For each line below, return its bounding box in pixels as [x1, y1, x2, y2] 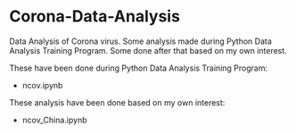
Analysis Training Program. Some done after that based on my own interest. [9, 45, 287, 55]
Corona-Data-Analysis [9, 6, 181, 27]
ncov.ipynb [21, 80, 63, 90]
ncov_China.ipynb [21, 114, 87, 125]
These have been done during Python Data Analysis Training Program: [9, 63, 268, 73]
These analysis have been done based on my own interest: [9, 96, 226, 108]
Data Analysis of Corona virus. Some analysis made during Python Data [9, 36, 272, 46]
